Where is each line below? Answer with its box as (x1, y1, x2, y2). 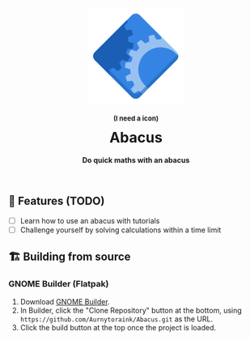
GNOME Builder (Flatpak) (8, 278, 109, 290)
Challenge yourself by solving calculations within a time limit (19, 225, 222, 235)
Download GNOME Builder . (19, 296, 111, 306)
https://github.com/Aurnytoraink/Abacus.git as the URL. (19, 314, 213, 324)
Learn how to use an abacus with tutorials (19, 215, 160, 225)
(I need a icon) (112, 114, 159, 123)
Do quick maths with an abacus (82, 155, 190, 164)
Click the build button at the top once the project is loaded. (19, 322, 217, 332)
